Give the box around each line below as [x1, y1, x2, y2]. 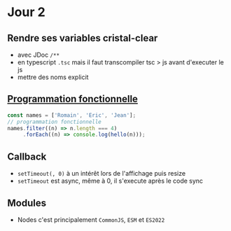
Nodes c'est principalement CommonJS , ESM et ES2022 [17, 215, 165, 224]
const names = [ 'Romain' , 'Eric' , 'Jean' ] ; [7, 111, 136, 119]
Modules [7, 197, 47, 209]
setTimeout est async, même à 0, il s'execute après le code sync [17, 176, 204, 185]
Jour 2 [7, 4, 45, 20]
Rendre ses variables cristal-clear [7, 32, 158, 44]
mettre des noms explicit [17, 73, 89, 81]
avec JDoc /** [17, 50, 60, 59]
